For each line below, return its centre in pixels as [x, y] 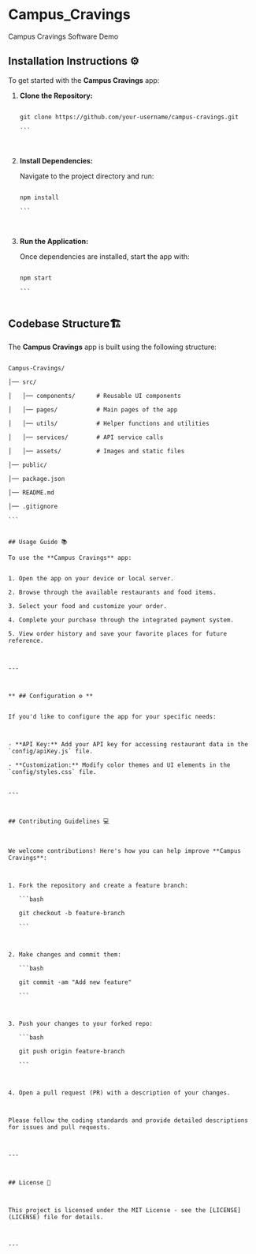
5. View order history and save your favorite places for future [117, 633]
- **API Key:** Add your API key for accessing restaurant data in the [128, 744]
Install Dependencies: [56, 160]
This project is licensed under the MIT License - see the [107, 1210]
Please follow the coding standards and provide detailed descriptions [128, 1120]
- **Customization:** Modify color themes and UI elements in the [119, 765]
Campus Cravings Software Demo [63, 36]
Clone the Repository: [56, 96]
